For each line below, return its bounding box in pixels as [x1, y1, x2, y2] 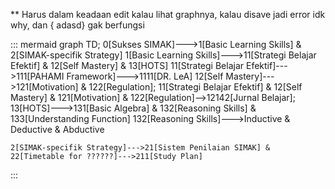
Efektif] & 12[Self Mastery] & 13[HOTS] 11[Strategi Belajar [10, 60, 245, 71]
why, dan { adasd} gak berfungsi [10, 19, 145, 31]
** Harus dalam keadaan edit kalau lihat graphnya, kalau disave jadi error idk [10, 9, 326, 20]
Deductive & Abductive [10, 124, 105, 135]
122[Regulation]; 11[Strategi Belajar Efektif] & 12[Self [88, 81, 303, 93]
